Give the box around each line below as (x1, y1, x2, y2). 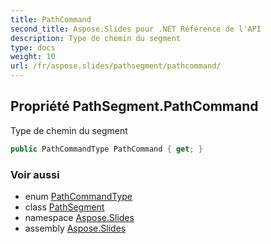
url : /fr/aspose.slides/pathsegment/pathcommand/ (10, 61, 222, 71)
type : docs (10, 42, 56, 53)
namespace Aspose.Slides (24, 211, 135, 223)
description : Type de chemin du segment (10, 33, 182, 43)
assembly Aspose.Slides (24, 222, 127, 234)
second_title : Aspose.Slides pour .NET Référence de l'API (10, 24, 262, 34)
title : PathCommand (10, 14, 92, 25)
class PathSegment (24, 201, 105, 213)
